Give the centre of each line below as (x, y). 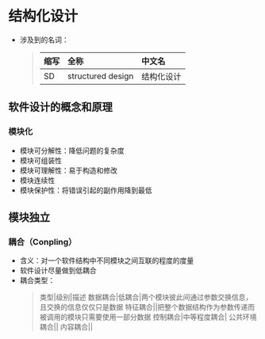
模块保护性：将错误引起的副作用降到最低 (86, 190)
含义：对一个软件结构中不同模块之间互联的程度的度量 (107, 261)
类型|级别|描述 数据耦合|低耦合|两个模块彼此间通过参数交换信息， (146, 297)
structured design (100, 76)
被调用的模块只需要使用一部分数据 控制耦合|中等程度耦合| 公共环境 (148, 317)
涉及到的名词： (44, 40)
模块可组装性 (40, 160)
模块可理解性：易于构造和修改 (68, 170)
